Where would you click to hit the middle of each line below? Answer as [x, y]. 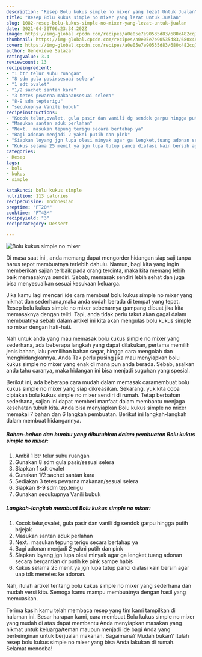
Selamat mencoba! [29, 648]
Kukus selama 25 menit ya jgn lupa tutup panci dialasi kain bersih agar [102, 567]
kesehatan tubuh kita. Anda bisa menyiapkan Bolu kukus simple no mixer [96, 408]
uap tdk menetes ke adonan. [50, 574]
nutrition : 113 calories [37, 196]
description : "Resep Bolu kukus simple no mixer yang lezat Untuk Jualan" [102, 12]
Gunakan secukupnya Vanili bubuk [58, 494]
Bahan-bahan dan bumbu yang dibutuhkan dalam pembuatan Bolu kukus [101, 434]
